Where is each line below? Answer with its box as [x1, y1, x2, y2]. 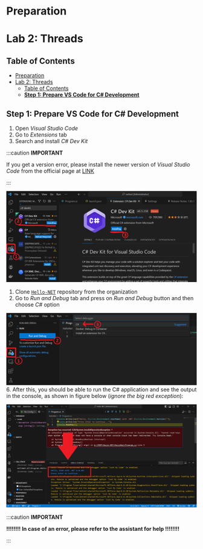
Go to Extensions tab [14, 131, 68, 138]
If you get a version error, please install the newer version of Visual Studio [6, 161, 190, 168]
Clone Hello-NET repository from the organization [14, 288, 138, 295]
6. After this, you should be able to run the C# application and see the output [6, 385, 197, 393]
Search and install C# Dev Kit [14, 138, 88, 144]
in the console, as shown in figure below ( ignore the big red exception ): [6, 392, 184, 399]
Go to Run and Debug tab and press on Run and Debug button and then [14, 294, 194, 301]
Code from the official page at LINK [6, 167, 95, 175]
